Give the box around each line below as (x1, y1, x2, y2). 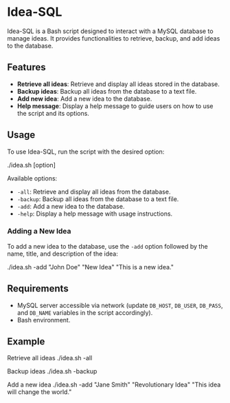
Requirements (7, 283, 69, 295)
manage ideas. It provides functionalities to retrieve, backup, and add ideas (7, 34, 220, 42)
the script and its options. (16, 109, 89, 117)
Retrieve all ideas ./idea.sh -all (7, 354, 93, 362)
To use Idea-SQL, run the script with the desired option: (7, 147, 165, 156)
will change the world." (7, 388, 72, 396)
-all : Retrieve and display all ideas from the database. (16, 187, 171, 196)
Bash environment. (16, 316, 71, 324)
